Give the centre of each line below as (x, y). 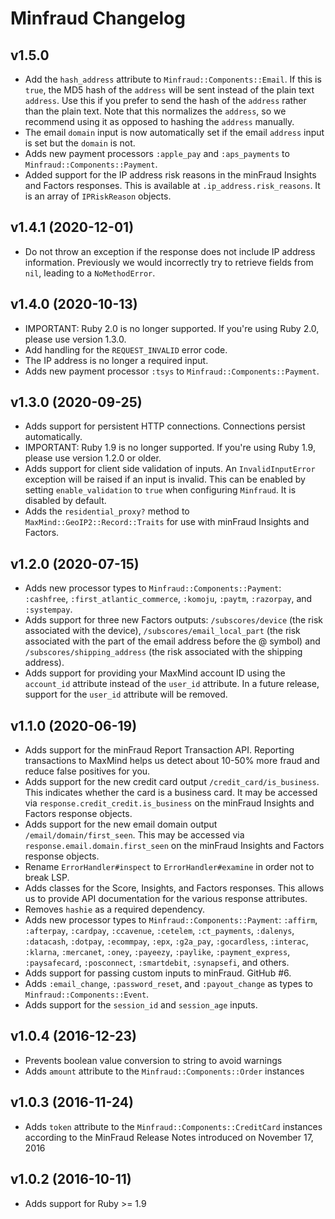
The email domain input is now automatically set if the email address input (174, 132)
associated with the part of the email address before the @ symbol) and (172, 641)
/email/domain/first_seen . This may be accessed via (134, 835)
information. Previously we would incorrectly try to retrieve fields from (169, 262)
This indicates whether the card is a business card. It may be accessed (171, 793)
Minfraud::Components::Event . (87, 994)
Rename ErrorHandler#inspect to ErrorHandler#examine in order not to (169, 867)
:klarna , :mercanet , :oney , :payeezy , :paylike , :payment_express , (157, 952)
